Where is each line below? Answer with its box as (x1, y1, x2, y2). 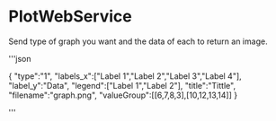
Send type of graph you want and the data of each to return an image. (8, 36, 268, 47)
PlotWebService (8, 6, 132, 27)
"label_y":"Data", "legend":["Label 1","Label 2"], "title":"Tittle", (8, 80, 236, 91)
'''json (8, 53, 32, 64)
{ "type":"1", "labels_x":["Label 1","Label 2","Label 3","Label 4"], (8, 70, 242, 82)
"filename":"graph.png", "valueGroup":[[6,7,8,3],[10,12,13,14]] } (8, 90, 238, 100)
